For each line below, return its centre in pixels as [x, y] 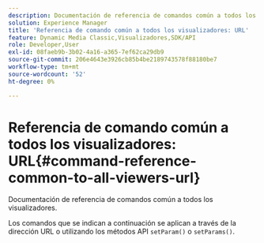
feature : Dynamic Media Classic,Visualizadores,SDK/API [102, 37]
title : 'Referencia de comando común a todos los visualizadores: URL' [128, 30]
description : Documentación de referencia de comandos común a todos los [132, 15]
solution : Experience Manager [58, 23]
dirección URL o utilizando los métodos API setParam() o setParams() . [122, 232]
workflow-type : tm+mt [44, 67]
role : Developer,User [44, 45]
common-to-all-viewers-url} [104, 178]
